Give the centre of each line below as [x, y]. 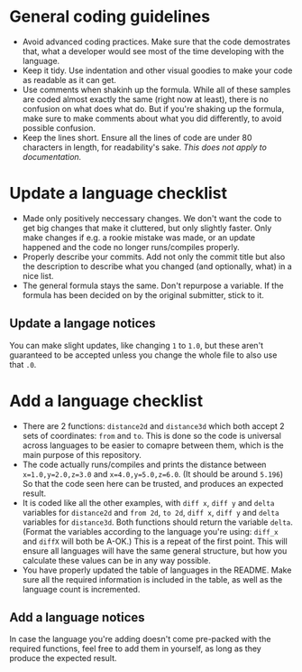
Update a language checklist [119, 194]
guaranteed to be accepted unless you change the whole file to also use [143, 355]
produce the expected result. [63, 658]
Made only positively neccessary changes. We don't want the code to [152, 218]
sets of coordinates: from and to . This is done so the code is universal [152, 435]
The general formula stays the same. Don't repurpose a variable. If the [153, 285]
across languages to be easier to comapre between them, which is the [153, 445]
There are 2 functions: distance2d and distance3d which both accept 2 [154, 425]
